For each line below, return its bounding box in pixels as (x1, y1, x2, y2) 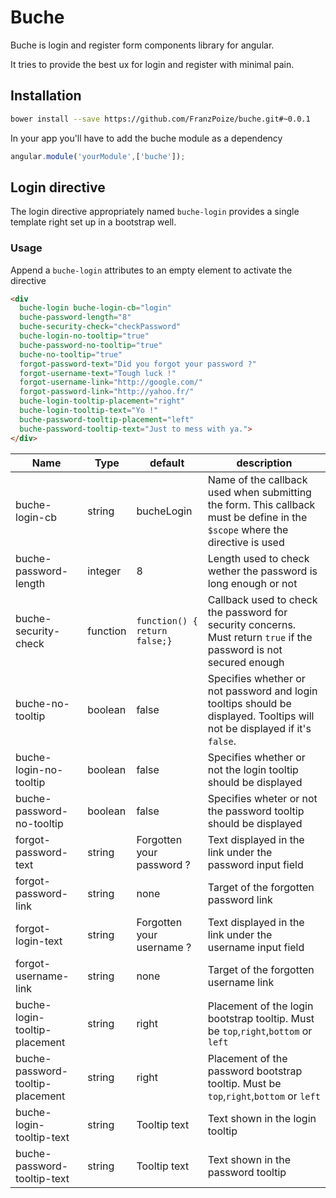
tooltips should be (207, 696, 292, 710)
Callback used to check (207, 592, 318, 606)
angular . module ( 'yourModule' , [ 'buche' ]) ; (10, 151, 186, 161)
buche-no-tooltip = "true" (19, 349, 123, 360)
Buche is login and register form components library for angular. (10, 39, 275, 51)
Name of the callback (207, 472, 308, 486)
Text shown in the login (207, 1111, 317, 1125)
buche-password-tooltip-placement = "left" (19, 414, 195, 425)
